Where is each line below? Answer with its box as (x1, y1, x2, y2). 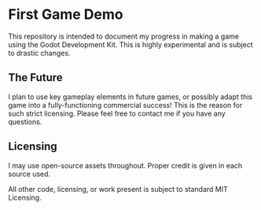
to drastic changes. (8, 48, 71, 57)
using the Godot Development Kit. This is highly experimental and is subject (8, 39, 253, 49)
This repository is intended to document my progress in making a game (8, 31, 240, 41)
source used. (8, 169, 51, 179)
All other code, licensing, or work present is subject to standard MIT (8, 184, 228, 193)
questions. (8, 116, 42, 127)
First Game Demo (8, 6, 123, 24)
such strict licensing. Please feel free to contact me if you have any (8, 109, 226, 118)
